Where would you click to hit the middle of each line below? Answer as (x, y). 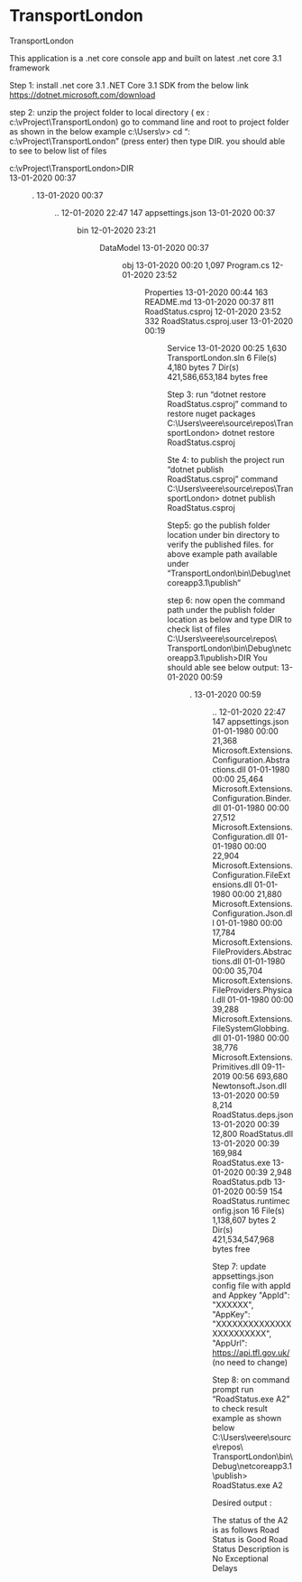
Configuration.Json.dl (252, 913)
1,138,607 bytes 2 (244, 1220)
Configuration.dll (243, 837)
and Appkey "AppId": (251, 1295)
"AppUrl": (230, 1343)
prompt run (233, 1389)
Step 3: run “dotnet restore (217, 394)
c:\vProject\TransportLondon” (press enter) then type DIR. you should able (147, 141)
